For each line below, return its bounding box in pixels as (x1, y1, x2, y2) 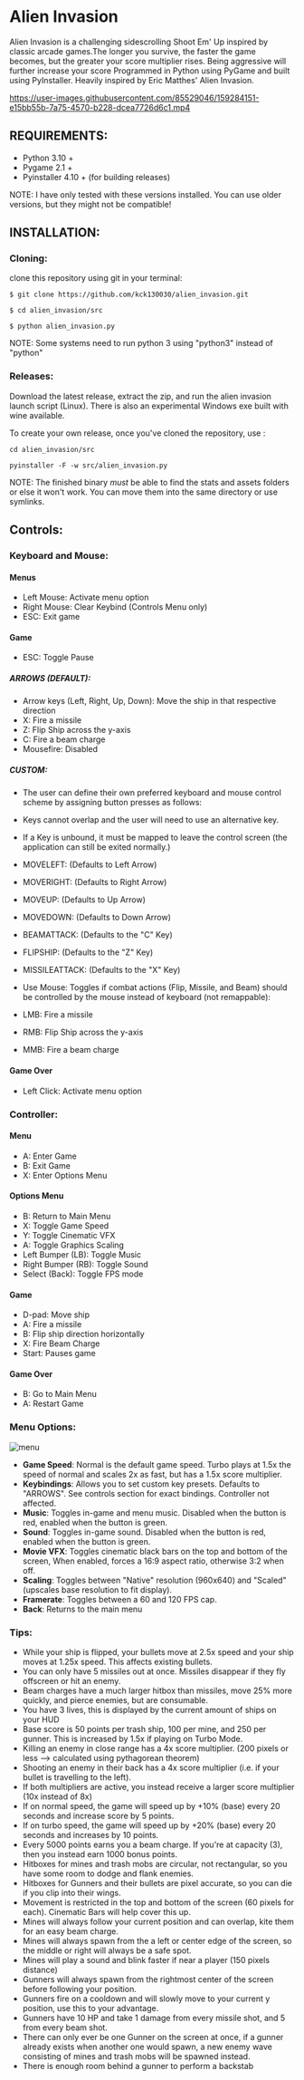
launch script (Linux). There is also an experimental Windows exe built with (9, 400, 290, 411)
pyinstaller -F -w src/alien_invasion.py (9, 460, 168, 470)
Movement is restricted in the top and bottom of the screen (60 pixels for (22, 1896, 295, 1908)
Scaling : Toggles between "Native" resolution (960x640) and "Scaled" (22, 1574, 287, 1585)
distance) (22, 1964, 59, 1975)
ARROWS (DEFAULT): (9, 673, 91, 684)
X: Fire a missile (22, 715, 82, 726)
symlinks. (9, 496, 45, 506)
